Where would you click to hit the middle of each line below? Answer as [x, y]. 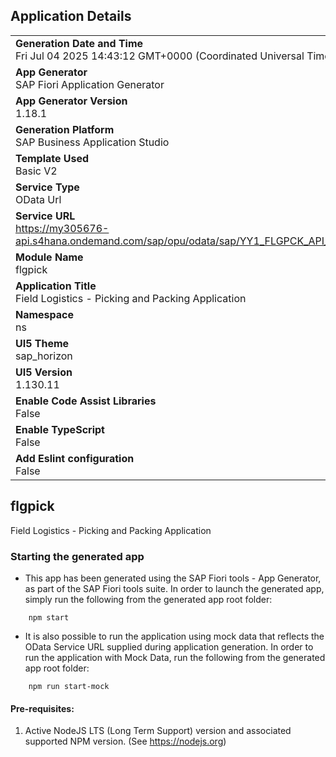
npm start [49, 617]
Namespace [45, 314]
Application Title [56, 286]
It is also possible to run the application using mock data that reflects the [174, 636]
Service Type [47, 187]
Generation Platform [65, 129]
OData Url [38, 199]
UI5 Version [44, 372]
